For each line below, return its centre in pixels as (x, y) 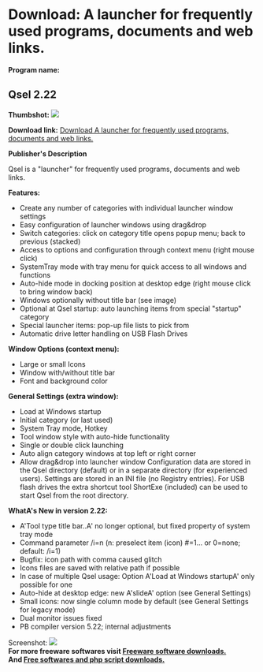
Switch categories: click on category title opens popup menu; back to (132, 233)
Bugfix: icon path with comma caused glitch (91, 559)
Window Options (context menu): (64, 349)
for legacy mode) (48, 610)
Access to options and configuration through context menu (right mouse (137, 249)
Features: (24, 192)
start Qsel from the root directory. (74, 495)
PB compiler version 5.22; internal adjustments (95, 626)
